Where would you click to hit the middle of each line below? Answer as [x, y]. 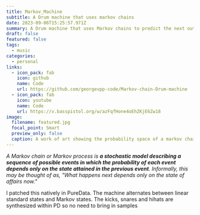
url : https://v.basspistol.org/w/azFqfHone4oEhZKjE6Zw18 [89, 111]
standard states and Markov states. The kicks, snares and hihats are [90, 199]
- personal [25, 61]
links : [14, 67]
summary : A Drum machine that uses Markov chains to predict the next [96, 28]
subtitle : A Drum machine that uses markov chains [70, 17]
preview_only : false [37, 134]
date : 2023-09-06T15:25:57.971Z [46, 23]
